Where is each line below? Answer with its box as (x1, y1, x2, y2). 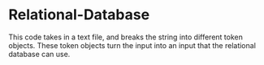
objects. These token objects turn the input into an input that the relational (8, 40, 256, 50)
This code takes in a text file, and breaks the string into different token (8, 32, 244, 42)
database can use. (8, 49, 71, 59)
